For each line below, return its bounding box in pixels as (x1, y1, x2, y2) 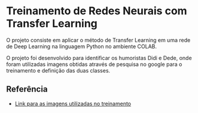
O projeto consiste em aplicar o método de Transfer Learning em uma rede (6, 36, 191, 43)
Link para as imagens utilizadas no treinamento (14, 100, 132, 107)
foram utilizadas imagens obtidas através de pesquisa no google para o (6, 61, 182, 68)
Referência (6, 84, 48, 95)
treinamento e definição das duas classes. (6, 67, 111, 74)
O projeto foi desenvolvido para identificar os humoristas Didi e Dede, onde (6, 54, 193, 61)
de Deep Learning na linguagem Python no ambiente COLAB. (6, 43, 157, 50)
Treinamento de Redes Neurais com (6, 4, 187, 18)
